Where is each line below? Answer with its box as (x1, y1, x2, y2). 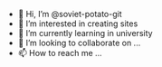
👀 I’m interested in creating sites (17, 18, 138, 29)
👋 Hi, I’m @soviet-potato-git (17, 9, 122, 19)
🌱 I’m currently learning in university (17, 28, 153, 38)
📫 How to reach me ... (17, 48, 102, 58)
